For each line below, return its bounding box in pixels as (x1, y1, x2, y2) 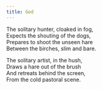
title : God (6, 8, 34, 15)
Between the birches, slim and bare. (6, 45, 97, 52)
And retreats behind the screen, (6, 69, 86, 76)
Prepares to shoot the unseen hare (6, 38, 93, 45)
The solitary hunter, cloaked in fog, (6, 25, 93, 33)
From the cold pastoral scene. (6, 76, 81, 83)
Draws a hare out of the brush (6, 63, 81, 70)
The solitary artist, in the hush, (6, 56, 83, 64)
